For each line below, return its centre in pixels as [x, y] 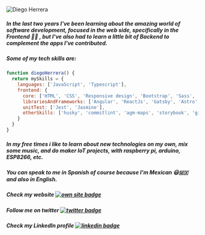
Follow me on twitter [33, 210]
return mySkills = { [38, 79]
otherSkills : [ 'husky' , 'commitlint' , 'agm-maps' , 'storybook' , [106, 113]
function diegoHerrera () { [41, 73]
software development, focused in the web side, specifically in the [92, 30]
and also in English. [32, 179]
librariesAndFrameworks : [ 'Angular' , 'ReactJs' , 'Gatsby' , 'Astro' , [111, 102]
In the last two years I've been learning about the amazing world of [93, 23]
